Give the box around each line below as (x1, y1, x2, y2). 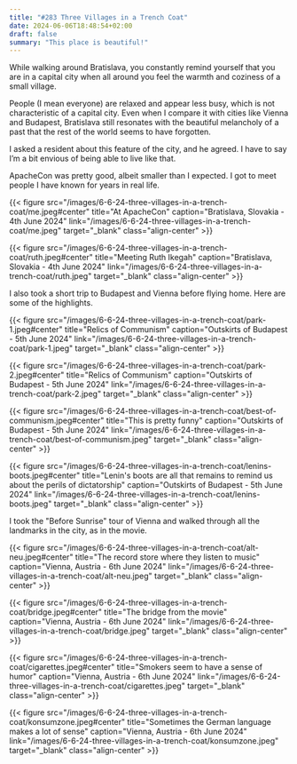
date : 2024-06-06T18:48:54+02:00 (9, 21, 133, 30)
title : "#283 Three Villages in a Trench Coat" (9, 12, 189, 22)
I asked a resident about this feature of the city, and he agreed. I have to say (9, 144, 287, 155)
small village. (9, 81, 57, 92)
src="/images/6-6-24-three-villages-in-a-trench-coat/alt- (46, 543, 259, 553)
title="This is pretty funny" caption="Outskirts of (106, 415, 284, 426)
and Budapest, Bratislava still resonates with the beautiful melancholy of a (9, 117, 279, 128)
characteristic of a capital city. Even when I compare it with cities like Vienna (9, 107, 289, 118)
